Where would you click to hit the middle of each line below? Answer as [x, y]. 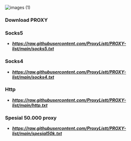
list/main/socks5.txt [33, 49]
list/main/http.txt [30, 105]
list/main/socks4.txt [33, 77]
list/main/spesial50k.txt [37, 134]
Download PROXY [27, 20]
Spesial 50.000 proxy [31, 118]
